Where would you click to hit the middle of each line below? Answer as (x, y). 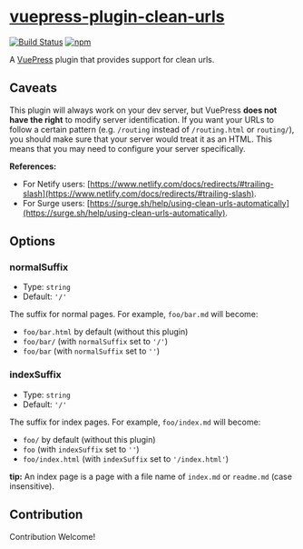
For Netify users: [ (56, 184)
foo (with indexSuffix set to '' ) (81, 449)
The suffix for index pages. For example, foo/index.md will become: (135, 422)
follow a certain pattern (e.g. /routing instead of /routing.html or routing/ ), (152, 129)
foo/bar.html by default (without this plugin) (105, 332)
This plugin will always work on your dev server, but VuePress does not (143, 110)
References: (33, 166)
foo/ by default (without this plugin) (89, 439)
